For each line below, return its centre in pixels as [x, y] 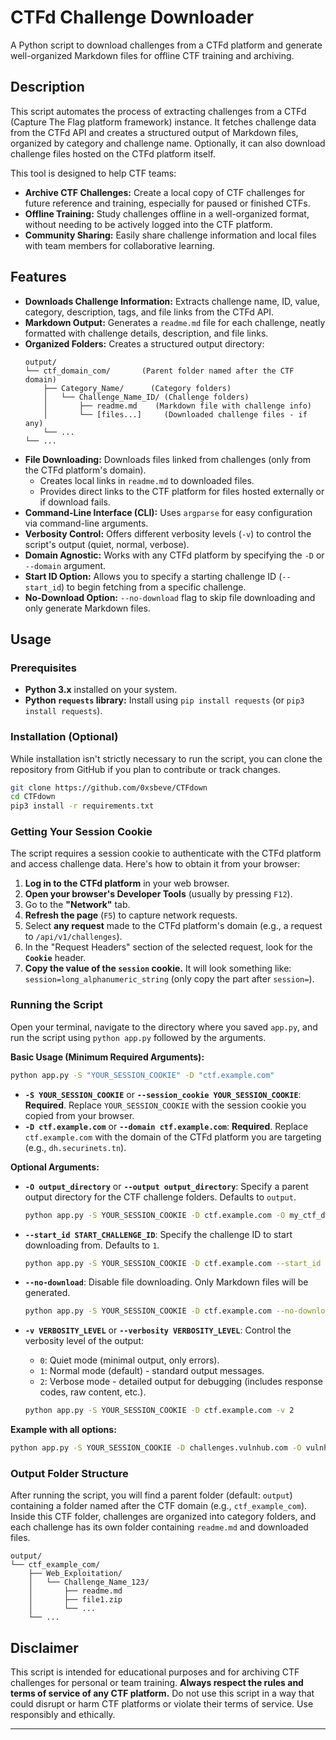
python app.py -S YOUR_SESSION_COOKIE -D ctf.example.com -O [155, 1215]
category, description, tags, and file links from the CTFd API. [149, 312]
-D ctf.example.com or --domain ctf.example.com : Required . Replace [166, 1126]
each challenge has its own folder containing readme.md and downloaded [159, 1527]
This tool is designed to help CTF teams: [93, 173]
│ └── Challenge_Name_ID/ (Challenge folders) [146, 397]
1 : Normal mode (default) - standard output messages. [152, 1371]
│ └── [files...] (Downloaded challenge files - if [175, 414]
